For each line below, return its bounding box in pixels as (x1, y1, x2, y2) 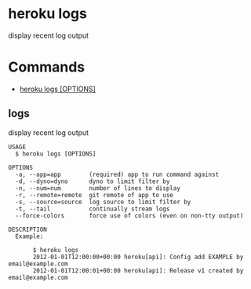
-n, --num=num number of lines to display (15, 184, 180, 192)
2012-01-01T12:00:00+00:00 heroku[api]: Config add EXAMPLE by (32, 253, 244, 261)
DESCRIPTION (8, 225, 47, 233)
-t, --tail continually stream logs (15, 205, 170, 213)
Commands (8, 58, 85, 76)
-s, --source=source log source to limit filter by (15, 198, 191, 206)
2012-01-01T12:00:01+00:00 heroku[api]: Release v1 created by (32, 266, 244, 275)
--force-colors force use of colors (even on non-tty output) (15, 211, 244, 220)
